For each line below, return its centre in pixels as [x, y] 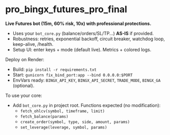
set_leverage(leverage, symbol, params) [64, 127]
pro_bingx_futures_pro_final [66, 9]
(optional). [23, 86]
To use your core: [24, 95]
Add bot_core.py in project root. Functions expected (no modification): [87, 105]
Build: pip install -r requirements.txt [54, 69]
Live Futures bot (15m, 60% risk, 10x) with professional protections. [78, 23]
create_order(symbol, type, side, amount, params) [75, 122]
